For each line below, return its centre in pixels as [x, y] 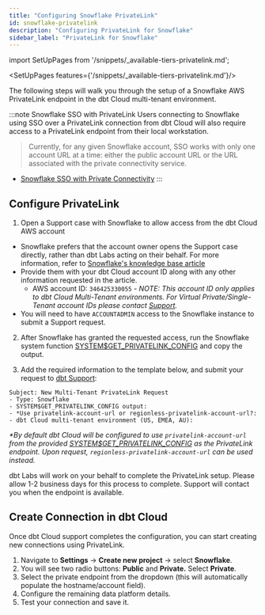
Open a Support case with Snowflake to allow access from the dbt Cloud [139, 223]
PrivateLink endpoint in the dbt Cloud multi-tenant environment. [113, 99]
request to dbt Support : [59, 378]
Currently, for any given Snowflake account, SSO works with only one [142, 146]
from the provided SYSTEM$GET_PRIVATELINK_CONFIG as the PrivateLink [131, 443]
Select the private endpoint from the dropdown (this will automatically [134, 577]
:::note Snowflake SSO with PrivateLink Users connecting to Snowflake [124, 115]
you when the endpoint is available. [67, 492]
